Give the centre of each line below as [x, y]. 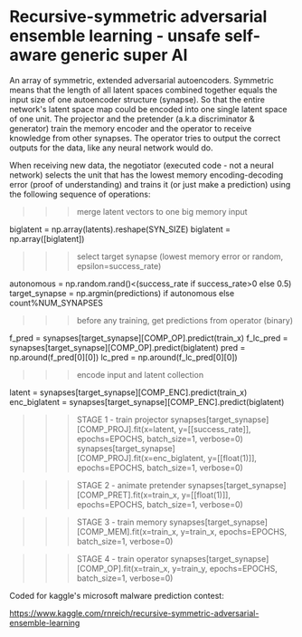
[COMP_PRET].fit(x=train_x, [128, 495]
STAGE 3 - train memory [122, 522]
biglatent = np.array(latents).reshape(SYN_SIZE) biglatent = [120, 229]
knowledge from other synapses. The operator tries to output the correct [145, 138]
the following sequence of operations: [80, 194]
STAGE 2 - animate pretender [131, 485]
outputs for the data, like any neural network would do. [111, 148]
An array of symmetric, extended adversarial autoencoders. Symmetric [142, 80]
